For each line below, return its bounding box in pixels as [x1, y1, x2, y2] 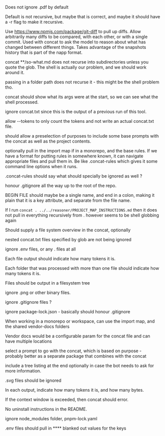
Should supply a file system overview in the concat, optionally [5, 227, 131, 233]
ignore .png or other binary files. [5, 290, 71, 295]
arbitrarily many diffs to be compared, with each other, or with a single [5, 34, 148, 39]
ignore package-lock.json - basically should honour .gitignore [5, 309, 131, 315]
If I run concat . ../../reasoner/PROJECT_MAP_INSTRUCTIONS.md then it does [5, 207, 158, 213]
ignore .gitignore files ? [5, 299, 52, 305]
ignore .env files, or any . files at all [5, 246, 76, 252]
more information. [5, 368, 41, 374]
